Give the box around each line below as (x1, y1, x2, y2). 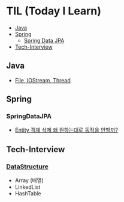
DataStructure (6, 162, 49, 171)
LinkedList (14, 183, 41, 191)
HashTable (14, 190, 41, 197)
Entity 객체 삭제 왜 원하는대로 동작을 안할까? (14, 126, 119, 133)
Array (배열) (14, 177, 44, 184)
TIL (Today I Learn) (6, 4, 102, 18)
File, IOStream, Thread (14, 76, 71, 84)
